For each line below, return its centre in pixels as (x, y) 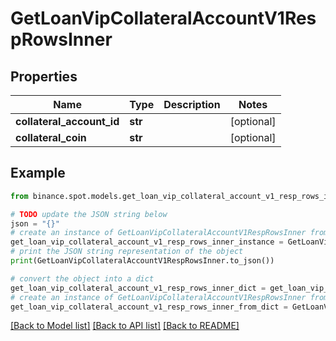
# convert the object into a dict (82, 278)
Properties (44, 76)
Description (192, 104)
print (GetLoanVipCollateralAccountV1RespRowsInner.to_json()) (142, 261)
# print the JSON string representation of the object (127, 252)
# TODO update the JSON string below (89, 214)
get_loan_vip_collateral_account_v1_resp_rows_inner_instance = (147, 242)
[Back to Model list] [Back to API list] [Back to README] (125, 326)
